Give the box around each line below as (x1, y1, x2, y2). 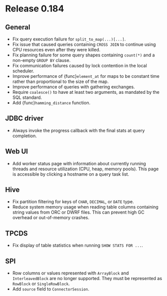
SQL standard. (12, 94, 42, 100)
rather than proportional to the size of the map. (12, 78, 109, 84)
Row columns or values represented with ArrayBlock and (12, 270, 129, 276)
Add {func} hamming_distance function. (12, 100, 91, 105)
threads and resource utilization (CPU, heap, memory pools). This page (12, 166, 159, 172)
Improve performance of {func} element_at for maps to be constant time (12, 73, 160, 79)
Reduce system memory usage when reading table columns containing (12, 204, 159, 210)
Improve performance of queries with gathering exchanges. (12, 84, 135, 90)
